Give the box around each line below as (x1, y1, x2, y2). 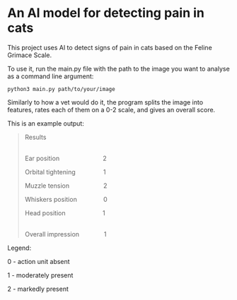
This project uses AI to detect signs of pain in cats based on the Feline (7, 43, 212, 52)
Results (24, 133, 47, 141)
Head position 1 (24, 208, 105, 217)
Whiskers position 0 (24, 195, 108, 203)
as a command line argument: (7, 72, 94, 80)
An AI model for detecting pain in (7, 5, 205, 21)
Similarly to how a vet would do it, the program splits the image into (7, 97, 204, 107)
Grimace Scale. (7, 51, 52, 59)
